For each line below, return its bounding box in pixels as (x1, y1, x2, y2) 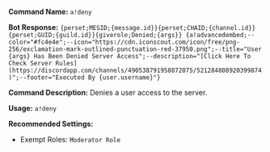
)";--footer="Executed (8, 74, 85, 82)
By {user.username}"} (87, 74, 161, 82)
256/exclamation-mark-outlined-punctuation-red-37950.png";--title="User (8, 45, 263, 53)
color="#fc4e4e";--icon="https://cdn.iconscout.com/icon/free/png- (8, 38, 241, 46)
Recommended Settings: (8, 119, 94, 129)
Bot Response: (8, 23, 59, 32)
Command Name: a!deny (8, 7, 92, 16)
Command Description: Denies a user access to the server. (8, 88, 208, 97)
